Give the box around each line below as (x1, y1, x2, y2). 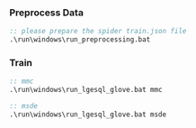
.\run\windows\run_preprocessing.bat (9, 35, 151, 44)
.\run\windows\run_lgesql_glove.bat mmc (9, 86, 164, 95)
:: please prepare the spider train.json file (9, 27, 187, 36)
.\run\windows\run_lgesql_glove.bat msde (9, 110, 167, 119)
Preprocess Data (9, 6, 84, 19)
